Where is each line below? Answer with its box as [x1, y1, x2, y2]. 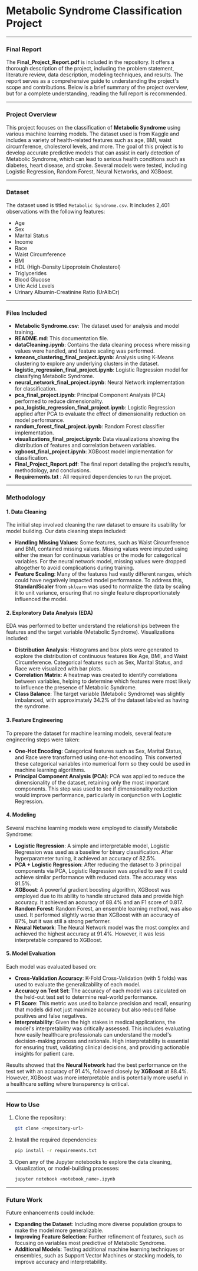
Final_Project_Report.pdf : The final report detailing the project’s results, [14, 460, 191, 468]
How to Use [6, 1101, 40, 1109]
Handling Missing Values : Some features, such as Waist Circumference [14, 539, 190, 546]
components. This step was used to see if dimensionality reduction [14, 785, 178, 792]
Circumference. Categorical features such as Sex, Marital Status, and [14, 659, 183, 666]
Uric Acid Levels [14, 282, 55, 289]
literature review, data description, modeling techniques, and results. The [6, 71, 184, 78]
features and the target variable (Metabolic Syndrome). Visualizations [6, 628, 175, 635]
